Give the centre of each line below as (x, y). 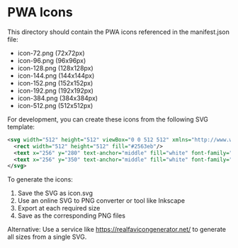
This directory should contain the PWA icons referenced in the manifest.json (119, 32)
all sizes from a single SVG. (47, 237)
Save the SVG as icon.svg (55, 193)
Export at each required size (59, 208)
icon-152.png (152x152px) (55, 83)
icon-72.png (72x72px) (51, 53)
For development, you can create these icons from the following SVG (108, 119)
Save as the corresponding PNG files (72, 215)
